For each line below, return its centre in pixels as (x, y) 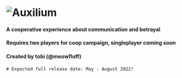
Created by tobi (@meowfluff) (44, 56)
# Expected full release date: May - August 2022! (70, 69)
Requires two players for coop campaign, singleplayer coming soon (91, 43)
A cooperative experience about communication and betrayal (83, 29)
